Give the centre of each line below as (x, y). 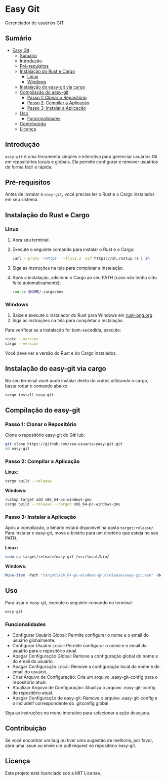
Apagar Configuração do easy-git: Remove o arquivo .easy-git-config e (85, 698)
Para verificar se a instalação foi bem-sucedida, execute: (63, 330)
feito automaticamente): (37, 283)
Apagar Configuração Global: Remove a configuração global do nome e (85, 656)
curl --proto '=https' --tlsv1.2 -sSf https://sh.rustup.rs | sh (81, 259)
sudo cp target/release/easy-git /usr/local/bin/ (57, 557)
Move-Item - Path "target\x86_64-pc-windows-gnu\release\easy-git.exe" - (82, 575)
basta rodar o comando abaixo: (37, 386)
